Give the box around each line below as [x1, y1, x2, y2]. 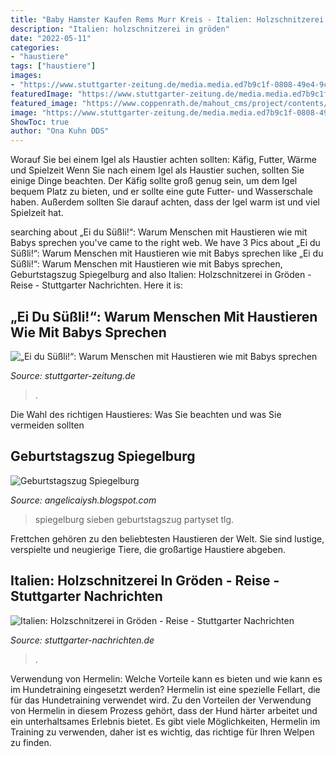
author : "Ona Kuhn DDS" [10, 126, 110, 136]
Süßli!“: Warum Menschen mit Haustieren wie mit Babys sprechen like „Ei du [10, 247, 324, 260]
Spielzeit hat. [10, 207, 64, 219]
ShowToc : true [10, 117, 70, 127]
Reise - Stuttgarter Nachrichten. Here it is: [10, 279, 183, 291]
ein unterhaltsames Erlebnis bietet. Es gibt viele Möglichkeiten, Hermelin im [10, 715, 321, 727]
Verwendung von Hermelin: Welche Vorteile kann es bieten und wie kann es [10, 672, 323, 685]
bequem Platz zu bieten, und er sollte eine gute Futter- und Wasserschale [10, 186, 314, 198]
